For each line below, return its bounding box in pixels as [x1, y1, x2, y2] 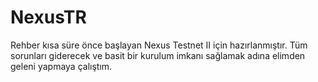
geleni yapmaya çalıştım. [10, 60, 113, 72]
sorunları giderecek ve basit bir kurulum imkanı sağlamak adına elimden [10, 49, 306, 61]
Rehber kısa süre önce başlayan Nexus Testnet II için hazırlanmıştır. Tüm [10, 39, 308, 51]
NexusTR [10, 6, 87, 29]
